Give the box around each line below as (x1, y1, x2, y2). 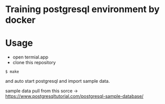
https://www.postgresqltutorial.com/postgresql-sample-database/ (5, 93, 144, 99)
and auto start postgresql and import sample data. (5, 78, 110, 84)
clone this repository (12, 60, 56, 66)
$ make (5, 69, 19, 74)
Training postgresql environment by (5, 4, 160, 15)
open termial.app (12, 54, 49, 60)
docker (5, 14, 36, 26)
